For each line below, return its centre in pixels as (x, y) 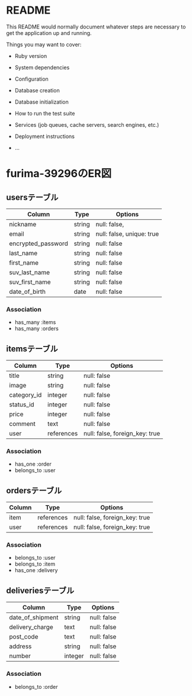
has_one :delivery (36, 570)
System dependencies (42, 67)
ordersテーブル (34, 490)
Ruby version (31, 56)
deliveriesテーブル (40, 590)
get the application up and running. (49, 33)
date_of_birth (28, 291)
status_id (22, 405)
